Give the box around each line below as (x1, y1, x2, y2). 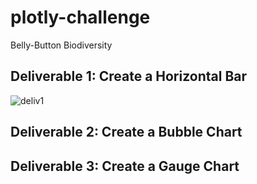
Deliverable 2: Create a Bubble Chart (10, 124, 243, 141)
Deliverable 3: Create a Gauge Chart (10, 157, 240, 175)
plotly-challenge (10, 6, 151, 29)
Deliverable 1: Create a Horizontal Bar (10, 68, 248, 85)
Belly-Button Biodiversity (10, 39, 113, 51)
